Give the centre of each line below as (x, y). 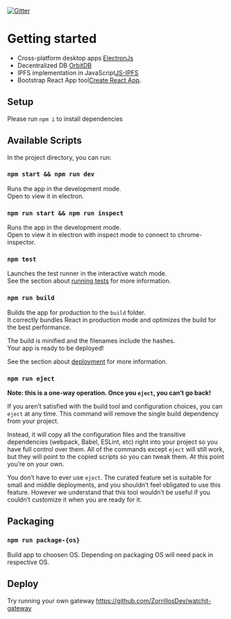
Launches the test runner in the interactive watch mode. (87, 274)
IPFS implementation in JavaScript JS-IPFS (78, 72)
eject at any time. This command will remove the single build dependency (113, 414)
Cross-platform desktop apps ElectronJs (75, 58)
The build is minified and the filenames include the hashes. (91, 340)
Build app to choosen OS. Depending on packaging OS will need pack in (110, 554)
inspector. (22, 242)
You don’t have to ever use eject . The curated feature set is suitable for (109, 478)
